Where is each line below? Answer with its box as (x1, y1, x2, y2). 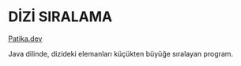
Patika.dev (8, 34, 43, 43)
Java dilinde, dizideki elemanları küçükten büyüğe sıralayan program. (8, 49, 234, 58)
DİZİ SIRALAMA (8, 8, 113, 26)
